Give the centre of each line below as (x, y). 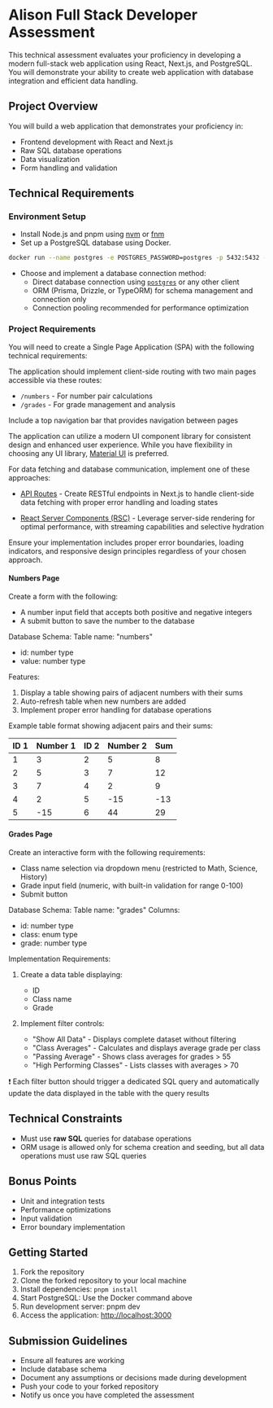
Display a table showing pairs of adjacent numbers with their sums (132, 692)
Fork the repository (52, 1272)
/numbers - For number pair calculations (86, 396)
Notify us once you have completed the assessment (107, 1395)
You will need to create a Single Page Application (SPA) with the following (131, 347)
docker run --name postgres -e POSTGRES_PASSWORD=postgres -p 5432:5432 (134, 258)
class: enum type (49, 935)
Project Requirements (52, 329)
